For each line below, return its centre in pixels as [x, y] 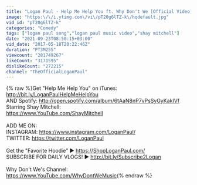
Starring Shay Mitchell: [34, 107]
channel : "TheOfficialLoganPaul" [47, 72]
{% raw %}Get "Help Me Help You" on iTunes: [62, 88]
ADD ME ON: [22, 126]
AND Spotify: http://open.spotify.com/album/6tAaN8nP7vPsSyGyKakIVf [93, 101]
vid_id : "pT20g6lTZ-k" [34, 22]
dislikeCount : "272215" [35, 66]
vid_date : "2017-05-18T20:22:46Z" [48, 45]
